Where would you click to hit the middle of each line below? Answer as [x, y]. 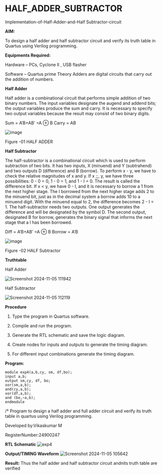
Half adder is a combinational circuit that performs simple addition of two [78, 98]
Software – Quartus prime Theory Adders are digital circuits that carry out [79, 74]
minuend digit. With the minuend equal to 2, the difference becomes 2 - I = [79, 201]
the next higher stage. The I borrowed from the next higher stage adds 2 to [80, 191]
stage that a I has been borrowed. [39, 222]
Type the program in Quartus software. [51, 316]
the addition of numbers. [29, 79]
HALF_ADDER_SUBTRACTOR [64, 8]
